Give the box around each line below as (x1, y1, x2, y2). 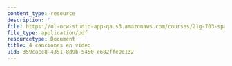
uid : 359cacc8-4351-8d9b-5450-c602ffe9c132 (7, 49, 135, 56)
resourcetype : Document (7, 36, 76, 43)
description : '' (7, 16, 54, 23)
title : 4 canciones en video (7, 42, 91, 49)
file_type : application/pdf (7, 29, 88, 36)
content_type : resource (7, 10, 76, 17)
